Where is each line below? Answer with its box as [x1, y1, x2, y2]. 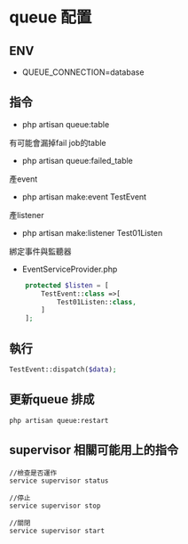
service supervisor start [9, 526, 105, 535]
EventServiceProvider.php [21, 264, 118, 274]
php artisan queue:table [21, 118, 110, 129]
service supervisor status [9, 476, 109, 485]
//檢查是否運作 [9, 468, 58, 477]
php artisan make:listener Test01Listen [21, 227, 163, 238]
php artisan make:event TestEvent [21, 191, 147, 202]
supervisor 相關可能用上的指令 [9, 443, 179, 458]
